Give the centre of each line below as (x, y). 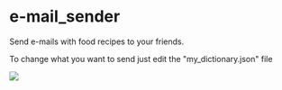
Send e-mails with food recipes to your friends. (97, 41)
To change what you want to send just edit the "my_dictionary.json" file (141, 58)
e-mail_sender (65, 17)
